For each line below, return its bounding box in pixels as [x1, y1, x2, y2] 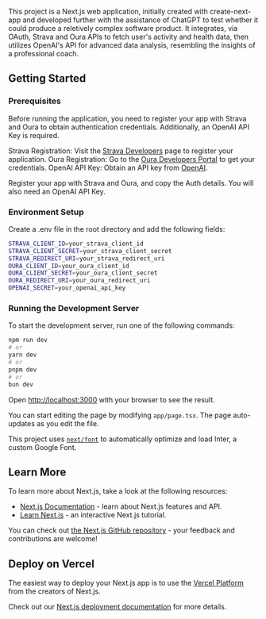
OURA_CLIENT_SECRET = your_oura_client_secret [8, 269, 158, 277]
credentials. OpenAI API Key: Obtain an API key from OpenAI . [8, 163, 208, 172]
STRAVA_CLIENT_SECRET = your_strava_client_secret [8, 247, 172, 255]
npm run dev [8, 336, 48, 344]
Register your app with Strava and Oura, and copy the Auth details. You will [8, 178, 254, 187]
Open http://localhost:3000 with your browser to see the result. [8, 394, 216, 404]
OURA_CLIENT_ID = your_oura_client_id [8, 262, 129, 270]
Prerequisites [8, 95, 61, 106]
